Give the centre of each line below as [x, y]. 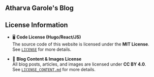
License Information [36, 25]
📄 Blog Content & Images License [47, 59]
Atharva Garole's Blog [39, 8]
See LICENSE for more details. [42, 49]
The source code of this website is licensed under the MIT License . [81, 44]
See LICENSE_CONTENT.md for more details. [54, 70]
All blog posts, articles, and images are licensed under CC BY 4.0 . [79, 64]
